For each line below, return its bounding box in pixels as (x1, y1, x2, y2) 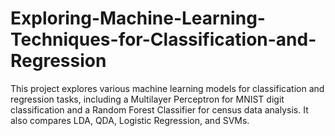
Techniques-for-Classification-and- (10, 28, 317, 51)
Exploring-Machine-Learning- (10, 7, 266, 30)
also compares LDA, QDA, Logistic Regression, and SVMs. (10, 114, 250, 126)
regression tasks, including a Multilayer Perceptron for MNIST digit (10, 93, 285, 105)
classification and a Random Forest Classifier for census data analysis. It (10, 103, 309, 116)
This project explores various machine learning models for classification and (10, 82, 325, 94)
